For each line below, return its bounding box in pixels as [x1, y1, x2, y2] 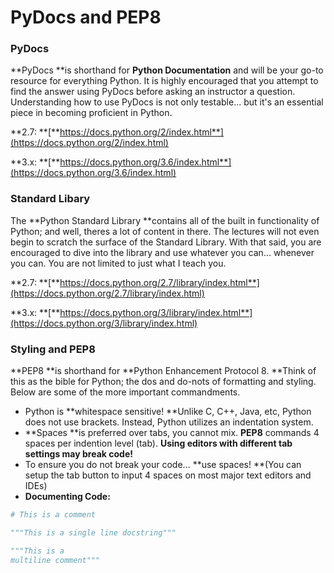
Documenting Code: [24, 491, 111, 503]
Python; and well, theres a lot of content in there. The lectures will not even [10, 225, 320, 237]
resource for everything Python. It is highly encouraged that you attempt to [10, 75, 319, 87]
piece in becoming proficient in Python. [10, 107, 173, 119]
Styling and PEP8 [10, 342, 96, 356]
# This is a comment [10, 510, 97, 520]
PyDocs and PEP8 [10, 6, 162, 29]
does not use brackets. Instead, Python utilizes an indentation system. [24, 416, 314, 428]
